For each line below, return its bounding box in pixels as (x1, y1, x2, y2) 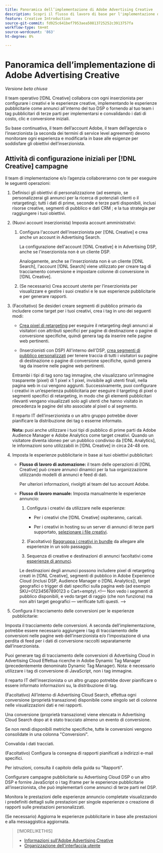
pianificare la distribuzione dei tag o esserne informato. (12, 418, 123, 424)
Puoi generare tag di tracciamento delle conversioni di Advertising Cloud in (5, 652, 155, 658)
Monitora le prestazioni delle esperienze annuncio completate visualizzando (5, 794, 157, 800)
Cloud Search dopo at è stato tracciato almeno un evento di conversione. (5, 717, 151, 722)
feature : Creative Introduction (5, 16, 70, 21)
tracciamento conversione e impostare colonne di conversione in (19, 268, 149, 274)
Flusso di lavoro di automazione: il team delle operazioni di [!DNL (19, 461, 151, 467)
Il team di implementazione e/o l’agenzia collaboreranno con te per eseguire (5, 175, 157, 181)
